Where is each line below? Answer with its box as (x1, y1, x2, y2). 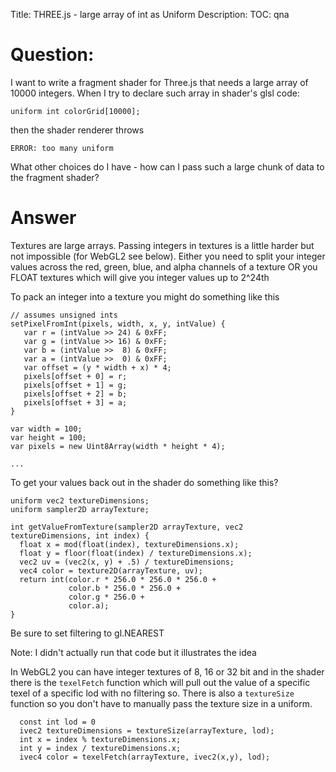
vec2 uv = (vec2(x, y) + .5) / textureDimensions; (19, 557, 235, 567)
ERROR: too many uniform (10, 143, 114, 153)
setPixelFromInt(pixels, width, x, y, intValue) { (10, 319, 226, 329)
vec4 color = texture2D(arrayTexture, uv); (19, 565, 203, 576)
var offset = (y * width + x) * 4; (23, 362, 172, 373)
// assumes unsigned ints (10, 310, 118, 320)
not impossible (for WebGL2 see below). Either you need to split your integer (10, 250, 326, 262)
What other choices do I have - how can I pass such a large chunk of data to (10, 160, 325, 173)
